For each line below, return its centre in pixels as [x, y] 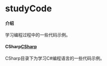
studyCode [28, 9]
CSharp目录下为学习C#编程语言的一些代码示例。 [55, 58]
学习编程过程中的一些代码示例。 [38, 35]
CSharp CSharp [21, 46]
